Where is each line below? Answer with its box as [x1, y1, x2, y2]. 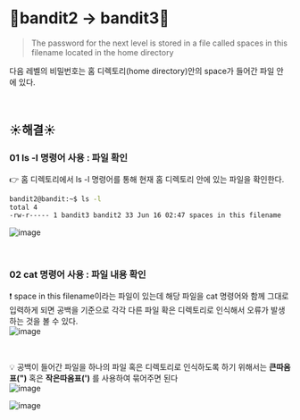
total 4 [9, 203, 38, 212]
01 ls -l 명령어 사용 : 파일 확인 [9, 152, 128, 164]
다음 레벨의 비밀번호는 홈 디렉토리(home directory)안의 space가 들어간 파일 [9, 65, 275, 76]
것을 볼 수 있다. [25, 315, 79, 326]
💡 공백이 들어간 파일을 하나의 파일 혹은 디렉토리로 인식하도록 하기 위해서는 [9, 361, 268, 372]
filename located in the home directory [30, 46, 174, 57]
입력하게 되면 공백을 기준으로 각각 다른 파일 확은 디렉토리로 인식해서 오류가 [9, 304, 270, 315]
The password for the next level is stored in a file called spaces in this [30, 38, 288, 48]
